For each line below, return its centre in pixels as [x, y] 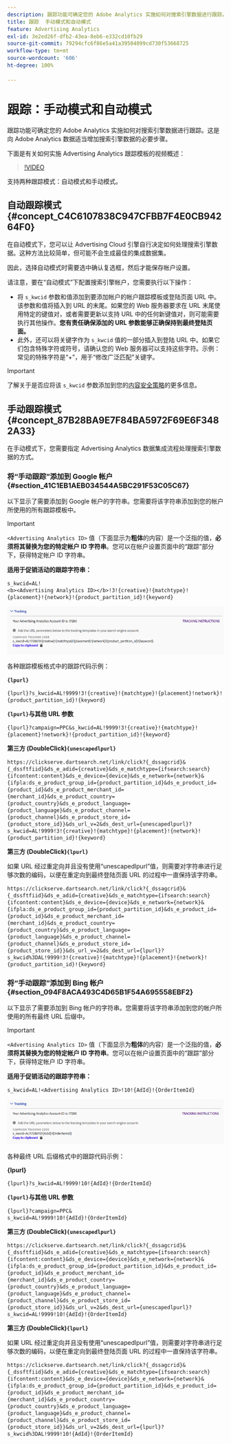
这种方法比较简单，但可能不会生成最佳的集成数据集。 [94, 253]
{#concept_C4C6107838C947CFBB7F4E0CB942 [114, 216]
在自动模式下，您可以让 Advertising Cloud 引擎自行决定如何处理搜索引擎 [109, 244]
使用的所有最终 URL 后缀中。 [48, 1016]
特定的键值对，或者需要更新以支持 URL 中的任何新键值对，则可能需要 [121, 314]
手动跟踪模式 [34, 409]
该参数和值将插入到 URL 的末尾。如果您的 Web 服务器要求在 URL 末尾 [115, 306]
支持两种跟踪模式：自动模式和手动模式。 [64, 181]
